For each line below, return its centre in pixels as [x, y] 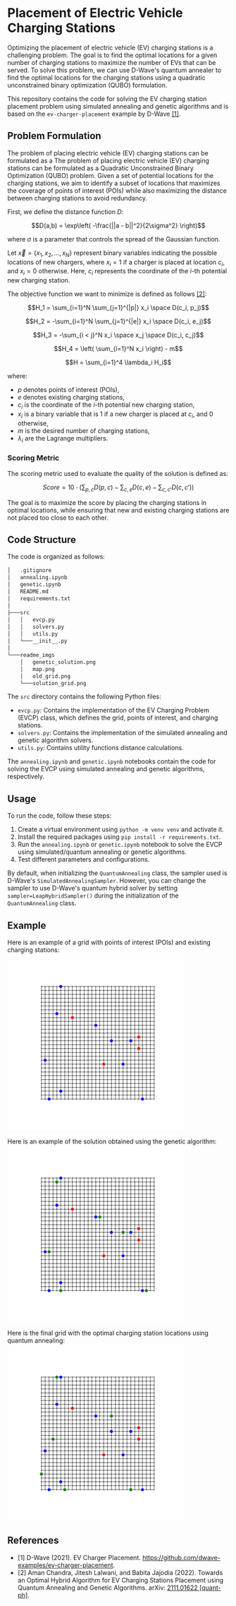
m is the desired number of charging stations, [83, 430]
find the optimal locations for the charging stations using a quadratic [106, 77]
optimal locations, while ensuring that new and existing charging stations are [118, 510]
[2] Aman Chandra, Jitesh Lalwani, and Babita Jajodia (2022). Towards [120, 1572]
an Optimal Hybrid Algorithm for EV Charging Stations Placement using [120, 1580]
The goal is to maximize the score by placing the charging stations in [107, 502]
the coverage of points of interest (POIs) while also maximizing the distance [117, 190]
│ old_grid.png [45, 677]
